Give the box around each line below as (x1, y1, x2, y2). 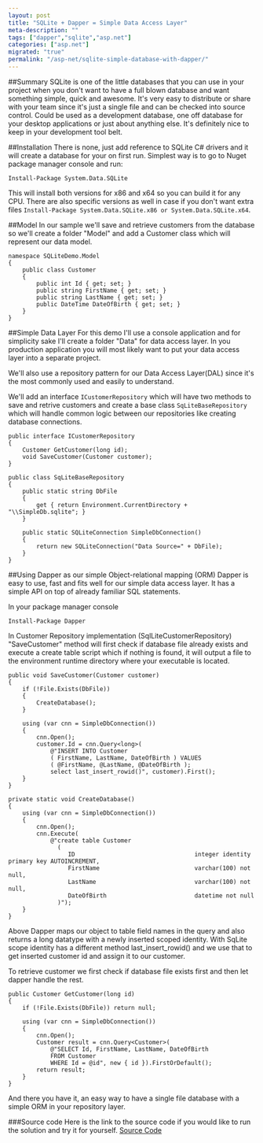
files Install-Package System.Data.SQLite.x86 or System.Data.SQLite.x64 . (8, 205, 251, 214)
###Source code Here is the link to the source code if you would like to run (8, 1117, 251, 1126)
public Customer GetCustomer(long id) (8, 989, 135, 998)
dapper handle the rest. (8, 975, 84, 984)
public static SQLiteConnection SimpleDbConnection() (22, 528, 202, 536)
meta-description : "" (8, 26, 79, 34)
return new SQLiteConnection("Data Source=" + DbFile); (36, 542, 223, 550)
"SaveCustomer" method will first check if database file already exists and (8, 639, 249, 649)
